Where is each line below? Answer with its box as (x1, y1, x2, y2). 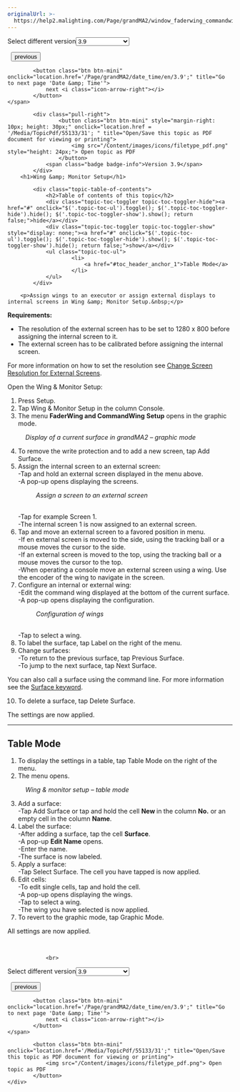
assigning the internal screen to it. (17, 332, 118, 340)
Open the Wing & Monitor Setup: (7, 383, 103, 391)
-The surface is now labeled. (17, 852, 102, 861)
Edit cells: (17, 875, 47, 884)
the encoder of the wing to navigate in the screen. (17, 572, 166, 582)
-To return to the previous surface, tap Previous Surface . (17, 654, 184, 662)
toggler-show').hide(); (7, 242, 79, 249)
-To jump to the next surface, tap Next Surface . (17, 661, 157, 669)
